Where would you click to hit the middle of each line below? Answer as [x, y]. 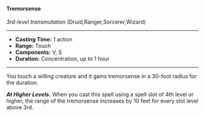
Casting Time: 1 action [44, 39]
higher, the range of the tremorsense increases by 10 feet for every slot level [102, 101]
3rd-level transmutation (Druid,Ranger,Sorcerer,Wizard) [76, 22]
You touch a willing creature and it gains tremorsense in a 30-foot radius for [102, 77]
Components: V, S [38, 52]
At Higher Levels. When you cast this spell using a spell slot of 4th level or [100, 95]
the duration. [22, 83]
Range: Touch [33, 46]
